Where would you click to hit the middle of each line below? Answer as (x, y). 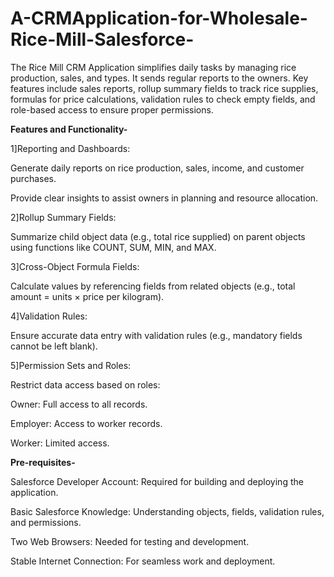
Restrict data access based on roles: (85, 384)
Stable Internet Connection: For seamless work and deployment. (143, 561)
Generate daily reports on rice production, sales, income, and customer (157, 168)
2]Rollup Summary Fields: (63, 217)
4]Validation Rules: (49, 316)
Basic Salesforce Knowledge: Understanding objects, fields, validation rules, (167, 511)
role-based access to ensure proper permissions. (112, 109)
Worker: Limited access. (60, 443)
